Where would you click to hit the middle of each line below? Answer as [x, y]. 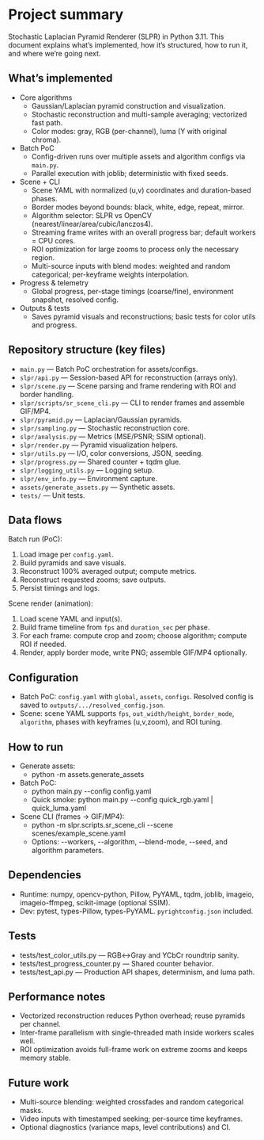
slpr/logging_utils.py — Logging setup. [87, 470]
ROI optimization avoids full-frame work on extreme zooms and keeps [133, 1050]
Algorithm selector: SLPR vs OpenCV [92, 215]
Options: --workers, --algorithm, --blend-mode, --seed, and [129, 842]
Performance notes [57, 997]
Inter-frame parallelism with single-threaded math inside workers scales [137, 1033]
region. [43, 257]
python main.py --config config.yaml [91, 791]
